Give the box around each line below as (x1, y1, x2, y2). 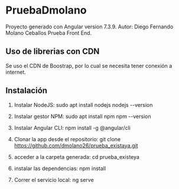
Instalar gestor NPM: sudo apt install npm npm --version (14, 113, 151, 120)
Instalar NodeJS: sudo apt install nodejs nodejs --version (14, 101, 153, 108)
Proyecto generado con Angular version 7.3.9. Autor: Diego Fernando (5, 23, 174, 30)
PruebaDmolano (5, 4, 87, 17)
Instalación (5, 86, 48, 96)
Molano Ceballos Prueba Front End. (5, 29, 92, 36)
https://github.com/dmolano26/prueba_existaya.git (14, 142, 138, 149)
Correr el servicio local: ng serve (14, 176, 94, 183)
